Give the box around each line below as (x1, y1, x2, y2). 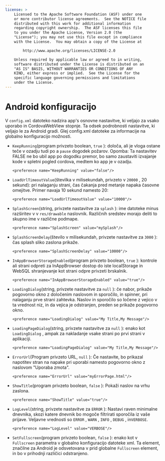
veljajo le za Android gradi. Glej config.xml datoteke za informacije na (5, 128, 146, 134)
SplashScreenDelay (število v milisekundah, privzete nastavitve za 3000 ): (12, 234, 158, 240)
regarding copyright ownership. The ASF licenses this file (14, 26, 142, 31)
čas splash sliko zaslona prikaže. (12, 239, 79, 245)
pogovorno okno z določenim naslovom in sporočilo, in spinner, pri (12, 291, 148, 297)
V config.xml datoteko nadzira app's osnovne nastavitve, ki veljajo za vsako (5, 117, 159, 123)
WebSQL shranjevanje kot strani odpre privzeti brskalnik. (12, 268, 128, 274)
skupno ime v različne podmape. (12, 215, 79, 222)
